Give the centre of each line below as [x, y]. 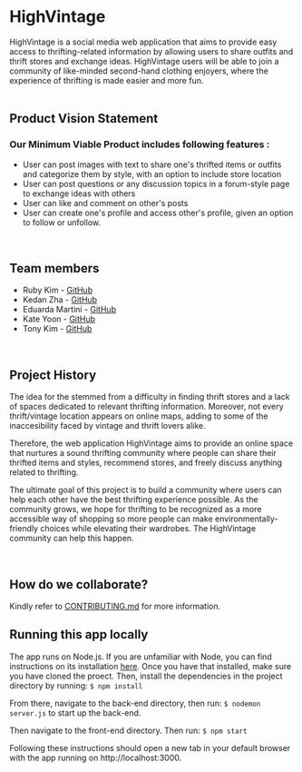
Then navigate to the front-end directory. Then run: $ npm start [128, 730]
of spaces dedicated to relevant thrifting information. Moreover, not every [146, 407]
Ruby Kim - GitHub [58, 290]
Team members [54, 268]
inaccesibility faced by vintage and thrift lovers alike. [107, 426]
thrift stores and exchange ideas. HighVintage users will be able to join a [144, 61]
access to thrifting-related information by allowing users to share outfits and [151, 51]
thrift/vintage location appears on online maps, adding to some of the [139, 416]
